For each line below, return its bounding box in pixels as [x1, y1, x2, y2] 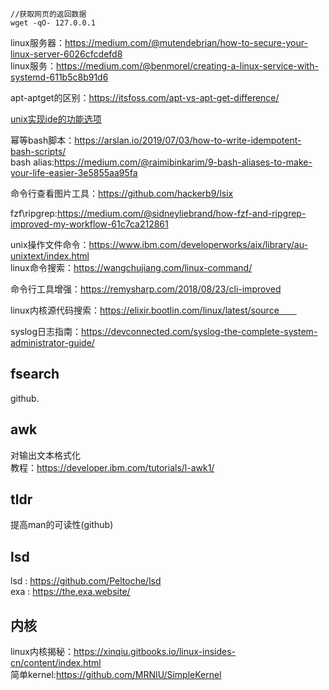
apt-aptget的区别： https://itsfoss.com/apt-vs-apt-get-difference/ [10, 92, 280, 103]
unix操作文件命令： [10, 239, 90, 250]
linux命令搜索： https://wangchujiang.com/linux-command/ [10, 262, 253, 273]
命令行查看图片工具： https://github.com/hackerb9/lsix [10, 188, 234, 199]
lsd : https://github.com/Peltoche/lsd [10, 575, 162, 587]
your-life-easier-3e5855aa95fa [10, 167, 138, 178]
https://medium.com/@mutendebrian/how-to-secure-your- [64, 37, 308, 48]
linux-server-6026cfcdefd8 [10, 48, 123, 60]
